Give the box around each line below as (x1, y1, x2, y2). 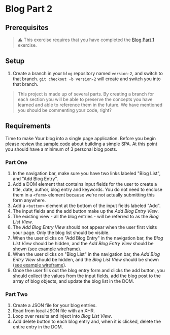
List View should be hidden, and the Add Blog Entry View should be (12, 240, 154, 246)
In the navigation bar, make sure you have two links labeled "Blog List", (12, 170, 161, 176)
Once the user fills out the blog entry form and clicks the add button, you (12, 267, 165, 273)
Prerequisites (5, 23, 49, 32)
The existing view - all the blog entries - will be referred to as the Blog (12, 213, 159, 219)
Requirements (5, 122, 51, 130)
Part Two (5, 290, 28, 297)
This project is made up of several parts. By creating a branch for (17, 91, 154, 97)
